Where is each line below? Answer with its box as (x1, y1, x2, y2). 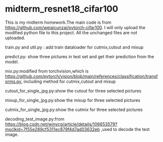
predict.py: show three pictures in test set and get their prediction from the (5, 53, 154, 59)
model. (5, 59, 19, 64)
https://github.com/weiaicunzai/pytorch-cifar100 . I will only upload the (5, 24, 146, 30)
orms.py (5, 79, 22, 84)
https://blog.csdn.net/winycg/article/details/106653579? (5, 121, 118, 127)
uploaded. (5, 35, 25, 41)
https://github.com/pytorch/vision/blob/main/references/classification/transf (5, 73, 158, 79)
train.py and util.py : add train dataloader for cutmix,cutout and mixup (5, 44, 144, 50)
